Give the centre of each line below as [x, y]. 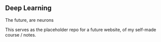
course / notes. [21, 35]
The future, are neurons [29, 20]
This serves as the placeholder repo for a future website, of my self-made [81, 30]
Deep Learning [28, 8]
